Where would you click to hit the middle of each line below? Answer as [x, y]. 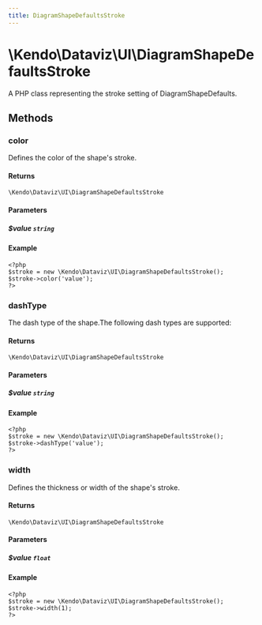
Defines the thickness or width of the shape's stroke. [94, 488]
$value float [30, 557]
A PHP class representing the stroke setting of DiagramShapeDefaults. [123, 93]
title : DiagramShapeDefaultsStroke [67, 15]
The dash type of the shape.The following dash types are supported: [120, 322]
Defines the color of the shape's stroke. [72, 158]
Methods [31, 118]
